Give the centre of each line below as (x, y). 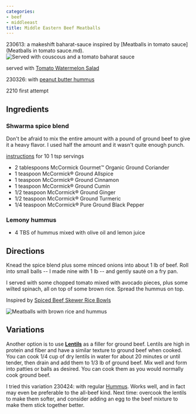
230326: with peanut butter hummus (50, 80)
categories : (20, 11)
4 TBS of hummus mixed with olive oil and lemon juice (80, 233)
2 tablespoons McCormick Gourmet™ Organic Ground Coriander (92, 167)
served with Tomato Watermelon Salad (53, 68)
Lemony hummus (31, 220)
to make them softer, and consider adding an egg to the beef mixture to (92, 399)
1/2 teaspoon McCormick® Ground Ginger (65, 192)
